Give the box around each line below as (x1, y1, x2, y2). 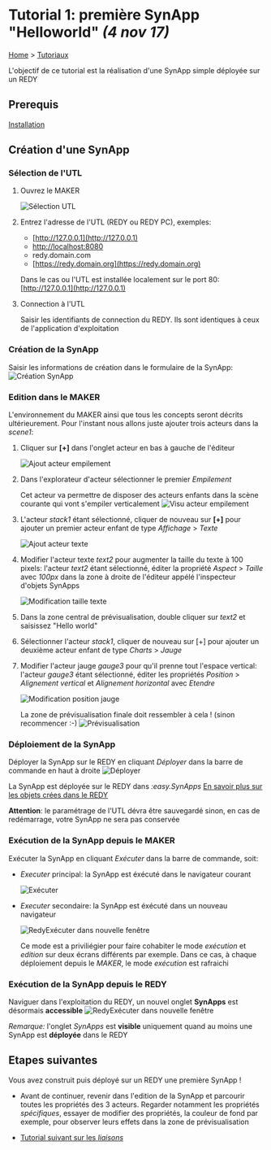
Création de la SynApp (8, 344, 99, 355)
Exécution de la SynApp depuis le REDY (8, 978, 168, 990)
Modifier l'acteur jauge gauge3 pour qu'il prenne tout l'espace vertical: (19, 661, 257, 671)
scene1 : (8, 427, 34, 437)
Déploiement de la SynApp (8, 738, 116, 750)
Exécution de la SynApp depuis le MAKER (8, 835, 176, 847)
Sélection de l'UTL (8, 168, 83, 179)
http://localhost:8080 (32, 242, 104, 251)
